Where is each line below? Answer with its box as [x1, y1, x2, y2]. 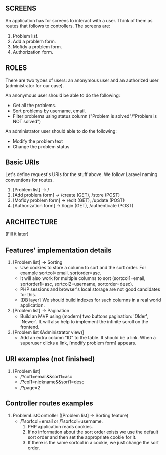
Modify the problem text [12, 138, 63, 144]
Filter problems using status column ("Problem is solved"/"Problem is [12, 113, 157, 119]
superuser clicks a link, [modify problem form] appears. [20, 340, 137, 346]
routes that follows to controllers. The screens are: [5, 23, 110, 29]
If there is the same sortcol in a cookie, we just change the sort [27, 439, 159, 445]
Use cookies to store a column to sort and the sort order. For [20, 265, 147, 271]
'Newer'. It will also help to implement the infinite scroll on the [20, 319, 148, 325]
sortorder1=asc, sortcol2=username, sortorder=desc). [20, 281, 133, 287]
